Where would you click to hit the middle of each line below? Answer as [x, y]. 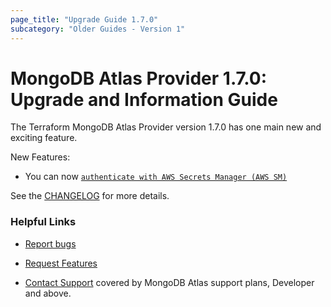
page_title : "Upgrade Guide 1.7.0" [84, 19]
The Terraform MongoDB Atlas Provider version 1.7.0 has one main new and [166, 127]
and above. [48, 293]
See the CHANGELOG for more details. [90, 196]
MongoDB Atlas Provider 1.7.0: [139, 78]
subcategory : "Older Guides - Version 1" [98, 29]
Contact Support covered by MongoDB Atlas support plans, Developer [169, 282]
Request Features [61, 263]
